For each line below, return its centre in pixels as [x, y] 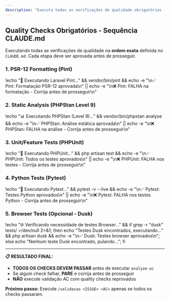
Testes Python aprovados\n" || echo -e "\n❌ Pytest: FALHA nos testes [78, 195]
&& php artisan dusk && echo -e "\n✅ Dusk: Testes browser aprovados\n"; [83, 236]
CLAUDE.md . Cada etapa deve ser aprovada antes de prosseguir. [71, 56]
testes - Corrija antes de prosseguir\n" [46, 165]
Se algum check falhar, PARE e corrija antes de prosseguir [73, 273]
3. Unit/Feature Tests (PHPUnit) [45, 142]
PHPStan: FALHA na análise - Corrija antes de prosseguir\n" [68, 129]
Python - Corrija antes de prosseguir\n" [46, 200]
